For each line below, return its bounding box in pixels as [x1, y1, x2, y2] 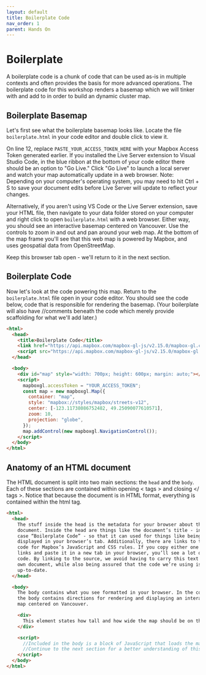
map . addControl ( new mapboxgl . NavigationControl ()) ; [22, 428, 158, 434]
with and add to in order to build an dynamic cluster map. [6, 93, 151, 100]
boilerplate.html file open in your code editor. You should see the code [6, 294, 189, 302]
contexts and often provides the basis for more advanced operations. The [6, 79, 193, 87]
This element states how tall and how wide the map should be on [22, 618, 193, 624]
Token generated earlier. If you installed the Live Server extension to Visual [6, 152, 196, 158]
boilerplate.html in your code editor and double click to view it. [6, 133, 169, 140]
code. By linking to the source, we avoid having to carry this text [17, 556, 199, 562]
